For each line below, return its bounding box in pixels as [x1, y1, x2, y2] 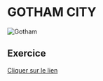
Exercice [7, 47, 46, 59]
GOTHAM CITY [7, 4, 97, 20]
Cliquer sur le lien [7, 66, 58, 74]
